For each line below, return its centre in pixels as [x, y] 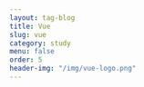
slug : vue [28, 34]
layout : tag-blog [42, 18]
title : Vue [30, 26]
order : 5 [26, 60]
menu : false [32, 52]
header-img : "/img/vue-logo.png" [73, 69]
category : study [40, 43]
